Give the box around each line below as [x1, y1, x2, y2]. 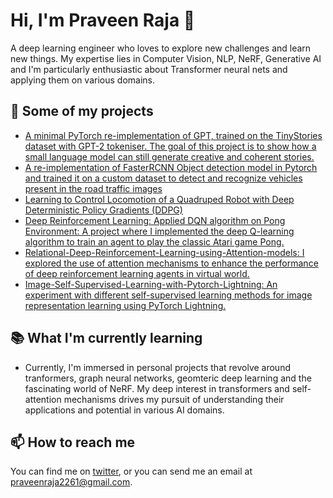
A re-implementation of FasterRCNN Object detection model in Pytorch [24, 161, 318, 173]
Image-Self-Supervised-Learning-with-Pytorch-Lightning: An [24, 278, 278, 290]
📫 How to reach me [10, 434, 136, 451]
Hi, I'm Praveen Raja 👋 [10, 9, 196, 32]
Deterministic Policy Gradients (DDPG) [24, 204, 183, 216]
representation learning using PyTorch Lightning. [24, 299, 227, 311]
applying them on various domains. [10, 74, 155, 86]
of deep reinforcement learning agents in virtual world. [24, 267, 250, 279]
